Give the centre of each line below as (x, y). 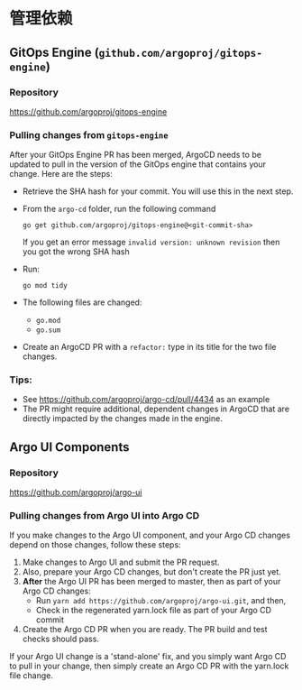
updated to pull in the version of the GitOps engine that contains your (137, 164)
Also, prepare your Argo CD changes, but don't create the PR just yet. (151, 572)
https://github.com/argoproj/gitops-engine (88, 111)
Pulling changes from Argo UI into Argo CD (105, 516)
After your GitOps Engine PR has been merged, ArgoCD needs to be (135, 155)
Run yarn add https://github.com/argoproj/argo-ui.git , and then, (161, 601)
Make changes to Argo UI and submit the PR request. (121, 562)
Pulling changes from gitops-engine (89, 134)
